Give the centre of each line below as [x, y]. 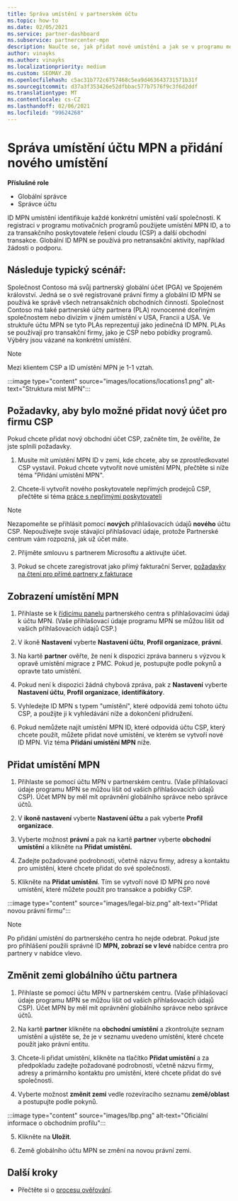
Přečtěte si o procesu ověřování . [65, 1190]
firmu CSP [30, 421]
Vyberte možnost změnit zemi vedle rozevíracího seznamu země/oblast [124, 1094]
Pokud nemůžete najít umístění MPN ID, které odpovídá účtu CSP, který [121, 727]
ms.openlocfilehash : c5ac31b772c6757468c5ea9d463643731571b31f [103, 80]
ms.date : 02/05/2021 [38, 27]
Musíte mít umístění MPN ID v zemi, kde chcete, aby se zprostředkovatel [123, 460]
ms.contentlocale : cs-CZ [44, 100]
